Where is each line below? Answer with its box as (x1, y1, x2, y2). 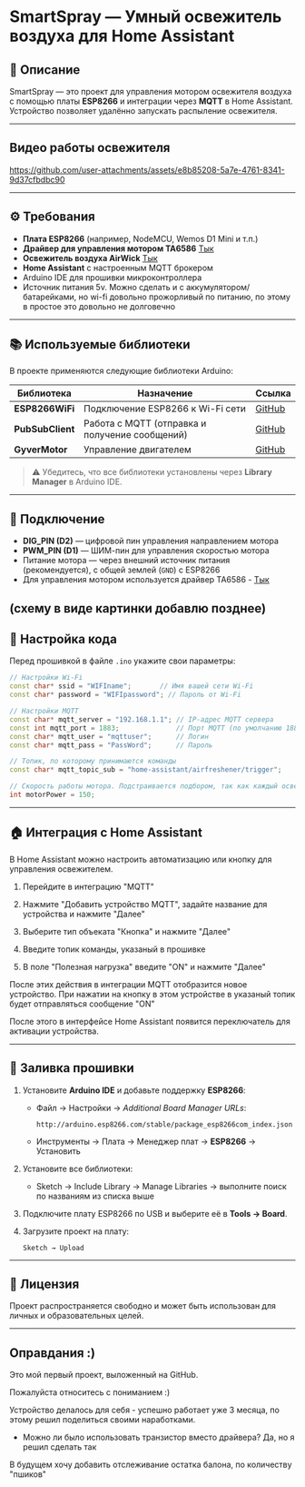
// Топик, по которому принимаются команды (9, 757, 177, 766)
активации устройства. (9, 1026, 100, 1037)
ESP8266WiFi (14, 402, 75, 415)
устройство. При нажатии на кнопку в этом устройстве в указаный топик (9, 988, 296, 999)
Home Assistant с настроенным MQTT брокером (22, 262, 213, 273)
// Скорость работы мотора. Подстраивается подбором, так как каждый (9, 782, 279, 791)
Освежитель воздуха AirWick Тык (22, 252, 159, 263)
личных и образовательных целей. (9, 1310, 144, 1321)
